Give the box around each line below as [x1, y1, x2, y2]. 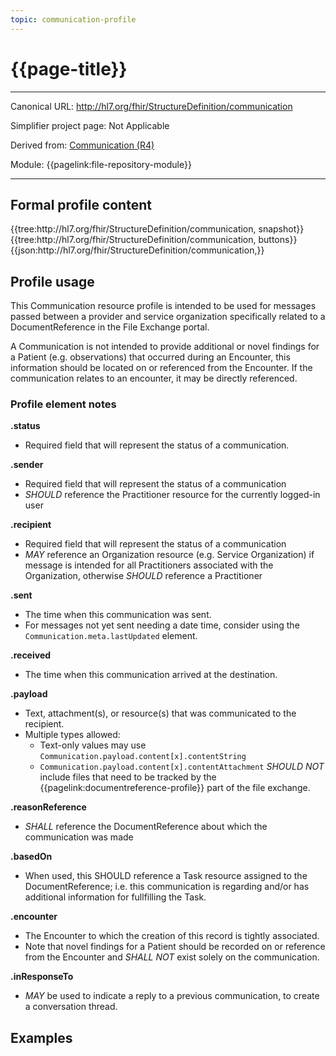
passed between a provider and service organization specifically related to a [10, 311, 326, 323]
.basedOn [10, 851, 53, 863]
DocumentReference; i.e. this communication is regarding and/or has [24, 881, 310, 893]
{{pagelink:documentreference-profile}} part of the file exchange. [39, 782, 311, 794]
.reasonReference [10, 801, 87, 813]
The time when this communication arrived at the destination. [24, 669, 278, 681]
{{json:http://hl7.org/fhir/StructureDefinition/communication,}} [10, 244, 265, 256]
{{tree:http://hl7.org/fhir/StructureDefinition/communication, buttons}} [10, 234, 298, 246]
